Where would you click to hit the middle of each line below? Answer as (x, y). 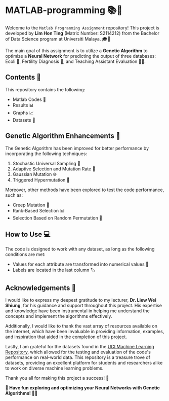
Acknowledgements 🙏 (41, 288)
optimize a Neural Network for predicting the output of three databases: (80, 56)
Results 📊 (23, 105)
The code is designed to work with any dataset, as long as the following (80, 249)
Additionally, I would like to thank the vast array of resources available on (81, 326)
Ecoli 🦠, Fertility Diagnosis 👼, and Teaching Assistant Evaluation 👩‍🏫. (75, 61)
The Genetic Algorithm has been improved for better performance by (77, 148)
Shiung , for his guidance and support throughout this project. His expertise (83, 306)
